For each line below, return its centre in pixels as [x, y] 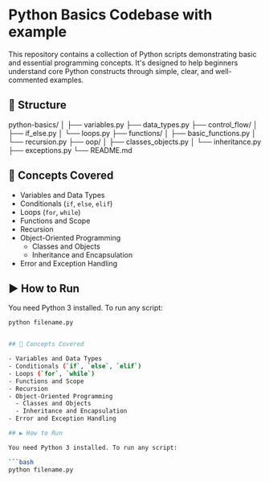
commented [28, 80]
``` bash [21, 462]
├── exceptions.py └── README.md [70, 150]
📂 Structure [37, 105]
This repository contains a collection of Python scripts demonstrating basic [132, 54]
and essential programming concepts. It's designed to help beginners [123, 63]
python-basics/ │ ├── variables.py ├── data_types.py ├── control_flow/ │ [133, 124]
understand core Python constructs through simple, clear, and [111, 71]
